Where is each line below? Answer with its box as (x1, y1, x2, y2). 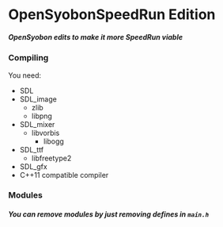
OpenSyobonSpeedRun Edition (8, 6, 216, 24)
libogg (43, 137, 65, 146)
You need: (8, 70, 42, 80)
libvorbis (31, 128, 60, 137)
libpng (31, 111, 53, 121)
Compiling (8, 52, 49, 63)
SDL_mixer (19, 119, 55, 129)
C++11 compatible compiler (19, 170, 109, 179)
